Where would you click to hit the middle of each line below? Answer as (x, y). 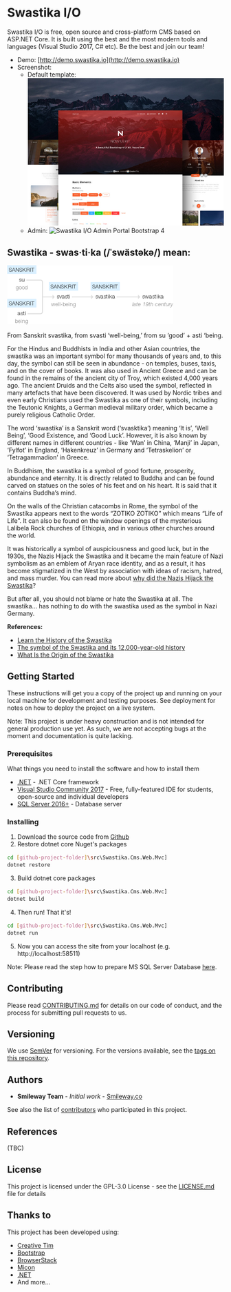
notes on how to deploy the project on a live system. (81, 708)
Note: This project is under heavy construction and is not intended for (106, 721)
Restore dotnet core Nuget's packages (72, 844)
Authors (25, 1080)
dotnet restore (29, 865)
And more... (34, 1282)
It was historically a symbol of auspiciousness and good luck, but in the (108, 549)
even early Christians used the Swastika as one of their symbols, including (112, 400)
